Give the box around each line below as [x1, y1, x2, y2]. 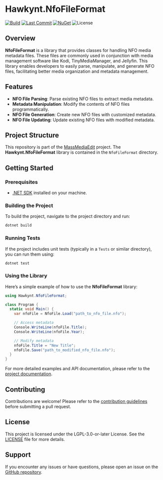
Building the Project [5, 202, 53, 209]
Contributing [5, 385, 45, 393]
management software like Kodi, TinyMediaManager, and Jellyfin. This [5, 58, 148, 64]
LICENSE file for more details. [5, 436, 65, 442]
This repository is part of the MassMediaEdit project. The [5, 144, 121, 150]
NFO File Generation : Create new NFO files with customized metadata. [12, 111, 157, 117]
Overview [5, 34, 36, 43]
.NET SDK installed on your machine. [12, 190, 87, 196]
